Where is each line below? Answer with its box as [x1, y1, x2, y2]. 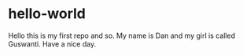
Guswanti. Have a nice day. [8, 39, 97, 48]
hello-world [8, 5, 87, 23]
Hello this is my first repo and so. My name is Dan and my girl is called [8, 31, 236, 40]
